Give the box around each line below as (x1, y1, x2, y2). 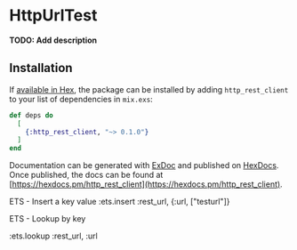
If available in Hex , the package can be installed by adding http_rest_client (9, 84, 289, 94)
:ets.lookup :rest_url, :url (9, 230, 98, 241)
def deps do (9, 110, 53, 120)
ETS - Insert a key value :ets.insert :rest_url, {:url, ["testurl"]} (9, 197, 230, 207)
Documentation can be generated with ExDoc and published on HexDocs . (9, 160, 279, 171)
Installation (9, 60, 73, 76)
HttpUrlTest (9, 5, 98, 26)
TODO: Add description (9, 35, 98, 45)
